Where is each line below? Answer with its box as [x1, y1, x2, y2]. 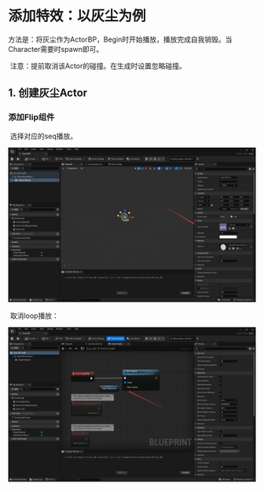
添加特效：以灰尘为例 [8, 7, 147, 25]
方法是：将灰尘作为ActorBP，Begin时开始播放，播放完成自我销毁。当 [8, 35, 233, 44]
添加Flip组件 [8, 112, 55, 122]
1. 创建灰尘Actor [8, 86, 88, 100]
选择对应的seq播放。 [9, 131, 78, 141]
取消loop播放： [9, 311, 59, 320]
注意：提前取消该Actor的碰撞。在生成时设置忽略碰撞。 [9, 60, 186, 71]
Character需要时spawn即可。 [8, 44, 104, 53]
